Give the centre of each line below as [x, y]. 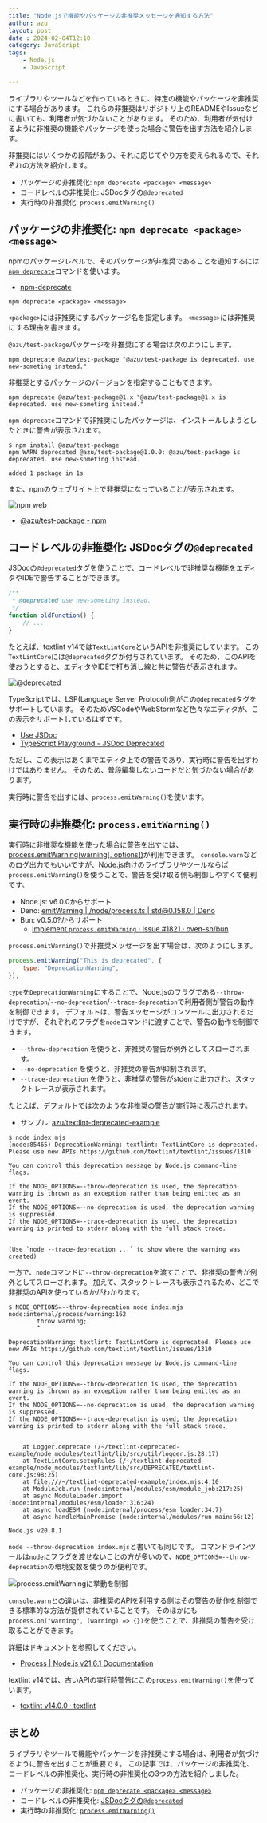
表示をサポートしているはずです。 [71, 718]
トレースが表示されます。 [68, 1089]
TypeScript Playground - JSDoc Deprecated [92, 743]
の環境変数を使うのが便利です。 [100, 1567]
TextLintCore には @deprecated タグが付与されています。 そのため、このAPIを [132, 656]
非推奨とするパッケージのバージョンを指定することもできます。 [112, 382]
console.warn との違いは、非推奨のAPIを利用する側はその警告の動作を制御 [130, 1600]
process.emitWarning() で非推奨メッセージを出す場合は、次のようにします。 [133, 946]
